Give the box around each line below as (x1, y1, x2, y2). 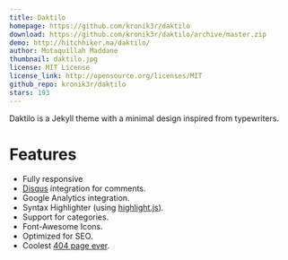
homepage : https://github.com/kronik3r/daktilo (9, 22, 191, 30)
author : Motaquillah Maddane (9, 47, 118, 56)
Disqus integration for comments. (22, 183, 146, 194)
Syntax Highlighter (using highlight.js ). (22, 203, 164, 213)
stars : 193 (9, 88, 50, 97)
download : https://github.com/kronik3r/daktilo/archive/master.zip (9, 30, 267, 39)
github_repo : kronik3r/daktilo (9, 80, 127, 89)
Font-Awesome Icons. (22, 221, 103, 232)
